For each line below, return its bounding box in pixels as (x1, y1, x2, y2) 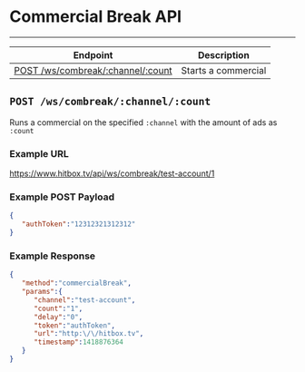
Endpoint (73, 48, 113, 61)
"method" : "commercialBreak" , (21, 279, 132, 288)
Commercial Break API (9, 6, 182, 27)
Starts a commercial (181, 64, 267, 76)
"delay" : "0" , (33, 312, 84, 321)
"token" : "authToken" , (33, 320, 116, 330)
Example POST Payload (9, 191, 115, 203)
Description (198, 48, 250, 61)
